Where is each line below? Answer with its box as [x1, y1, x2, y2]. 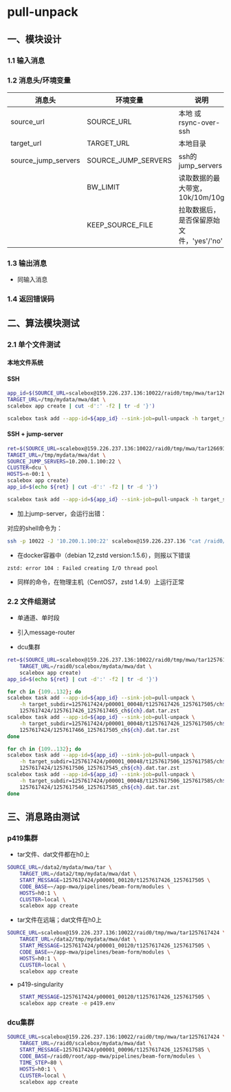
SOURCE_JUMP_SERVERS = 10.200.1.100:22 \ [7, 458, 122, 465]
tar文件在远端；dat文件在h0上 [16, 916, 102, 924]
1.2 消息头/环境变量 [7, 76, 71, 85]
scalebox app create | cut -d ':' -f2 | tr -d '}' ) [7, 402, 155, 410]
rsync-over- [178, 118, 221, 127]
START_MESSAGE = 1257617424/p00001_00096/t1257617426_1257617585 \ [19, 1047, 211, 1053]
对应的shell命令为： [7, 524, 63, 532]
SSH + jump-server [7, 430, 63, 438]
